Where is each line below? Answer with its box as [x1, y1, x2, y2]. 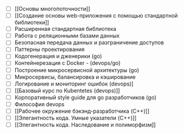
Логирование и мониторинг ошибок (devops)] [14, 80, 134, 87]
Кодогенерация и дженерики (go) [14, 53, 103, 60]
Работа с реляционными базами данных [14, 32, 120, 39]
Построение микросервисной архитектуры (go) [14, 66, 140, 73]
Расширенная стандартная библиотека [14, 25, 117, 33]
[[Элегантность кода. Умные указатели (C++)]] [14, 114, 137, 121]
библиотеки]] [14, 19, 49, 26]
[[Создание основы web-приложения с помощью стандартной [14, 12, 179, 19]
